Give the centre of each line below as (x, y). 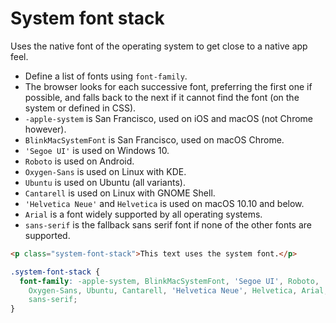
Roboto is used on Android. (79, 161)
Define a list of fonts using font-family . (106, 76)
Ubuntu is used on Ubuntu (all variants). (105, 182)
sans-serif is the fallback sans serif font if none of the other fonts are (168, 224)
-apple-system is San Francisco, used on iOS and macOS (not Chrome (168, 118)
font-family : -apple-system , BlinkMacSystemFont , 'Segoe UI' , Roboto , (169, 281)
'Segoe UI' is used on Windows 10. (97, 150)
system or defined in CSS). (80, 108)
